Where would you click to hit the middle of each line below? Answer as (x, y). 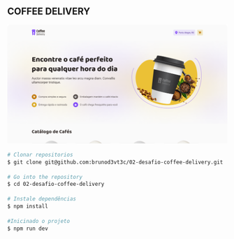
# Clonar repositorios (40, 154)
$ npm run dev (28, 229)
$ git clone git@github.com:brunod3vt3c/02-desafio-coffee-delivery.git (115, 162)
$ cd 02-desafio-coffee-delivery (56, 184)
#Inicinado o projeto (39, 221)
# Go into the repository (45, 177)
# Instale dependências (42, 199)
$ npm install (28, 207)
